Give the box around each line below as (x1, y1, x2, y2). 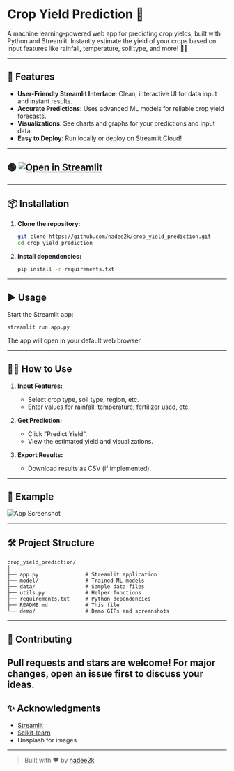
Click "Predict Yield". (27, 429, 88, 438)
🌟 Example (7, 491, 54, 502)
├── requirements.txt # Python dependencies (7, 596, 151, 603)
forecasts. (17, 112, 47, 120)
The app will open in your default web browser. (7, 336, 143, 345)
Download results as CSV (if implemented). (27, 464, 152, 472)
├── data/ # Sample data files (7, 583, 145, 590)
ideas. (7, 678, 35, 690)
